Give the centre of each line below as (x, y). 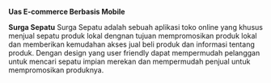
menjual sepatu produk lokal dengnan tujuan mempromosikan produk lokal (133, 36)
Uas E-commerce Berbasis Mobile (67, 12)
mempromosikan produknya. (56, 70)
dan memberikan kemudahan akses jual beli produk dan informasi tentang (131, 44)
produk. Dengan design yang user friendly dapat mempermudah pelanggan (134, 53)
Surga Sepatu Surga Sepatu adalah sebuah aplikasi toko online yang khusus (135, 27)
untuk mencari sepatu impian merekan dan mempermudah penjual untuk (129, 61)
